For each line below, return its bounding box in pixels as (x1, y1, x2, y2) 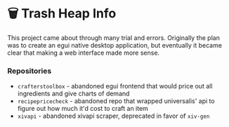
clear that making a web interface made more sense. (7, 48, 160, 57)
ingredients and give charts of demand (17, 89, 130, 98)
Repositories (7, 66, 52, 76)
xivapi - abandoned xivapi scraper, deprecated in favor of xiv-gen (17, 112, 210, 120)
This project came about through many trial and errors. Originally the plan (7, 33, 220, 42)
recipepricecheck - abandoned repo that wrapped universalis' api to (17, 97, 216, 105)
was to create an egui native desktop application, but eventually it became (7, 41, 223, 49)
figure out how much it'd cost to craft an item (17, 105, 149, 113)
